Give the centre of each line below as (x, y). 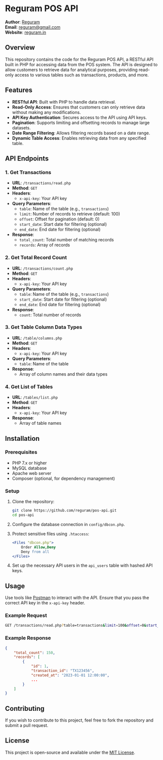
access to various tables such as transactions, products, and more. (81, 75)
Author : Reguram (23, 22)
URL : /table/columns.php (37, 338)
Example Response (28, 638)
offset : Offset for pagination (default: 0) (59, 219)
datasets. (21, 127)
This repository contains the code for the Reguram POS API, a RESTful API (79, 59)
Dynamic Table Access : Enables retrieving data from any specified (79, 138)
